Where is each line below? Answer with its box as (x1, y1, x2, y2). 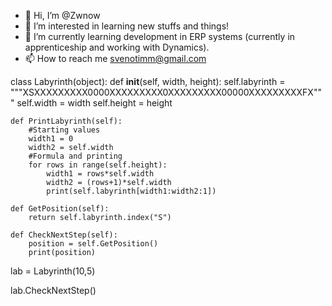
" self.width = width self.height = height (10, 97, 173, 109)
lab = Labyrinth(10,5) (10, 265, 96, 277)
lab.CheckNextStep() (10, 285, 97, 296)
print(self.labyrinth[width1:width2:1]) (46, 186, 217, 196)
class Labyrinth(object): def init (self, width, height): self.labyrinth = (10, 76, 286, 87)
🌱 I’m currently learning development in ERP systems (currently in (24, 31, 296, 42)
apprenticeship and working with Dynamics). (24, 41, 210, 53)
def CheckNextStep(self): (10, 230, 118, 240)
